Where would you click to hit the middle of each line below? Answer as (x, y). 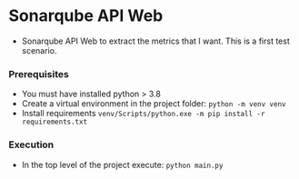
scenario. (39, 50)
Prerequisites (39, 74)
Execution (31, 144)
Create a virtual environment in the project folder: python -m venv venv (154, 104)
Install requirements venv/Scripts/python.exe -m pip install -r (143, 114)
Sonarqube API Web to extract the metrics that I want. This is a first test (155, 41)
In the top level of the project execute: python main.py (122, 164)
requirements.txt (55, 122)
